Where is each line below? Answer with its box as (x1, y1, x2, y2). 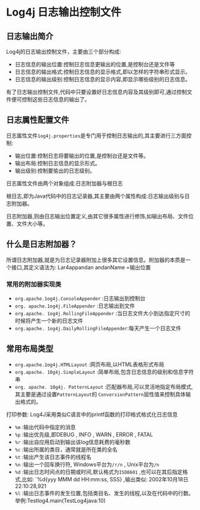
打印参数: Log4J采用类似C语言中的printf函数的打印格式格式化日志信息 (6, 410, 178, 418)
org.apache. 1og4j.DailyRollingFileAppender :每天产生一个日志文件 (14, 324, 181, 331)
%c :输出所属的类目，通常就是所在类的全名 (14, 446, 118, 453)
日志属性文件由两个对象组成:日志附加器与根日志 (6, 180, 124, 187)
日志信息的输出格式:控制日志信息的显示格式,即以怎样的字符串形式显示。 (14, 68, 191, 75)
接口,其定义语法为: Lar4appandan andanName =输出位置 (11, 263, 151, 271)
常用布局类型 (6, 344, 54, 354)
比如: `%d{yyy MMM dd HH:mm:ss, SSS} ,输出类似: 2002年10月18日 (21, 475, 189, 483)
